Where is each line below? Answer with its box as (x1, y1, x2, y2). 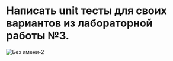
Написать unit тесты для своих (6, 4, 167, 18)
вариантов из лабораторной (6, 16, 153, 30)
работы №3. (6, 29, 69, 42)
